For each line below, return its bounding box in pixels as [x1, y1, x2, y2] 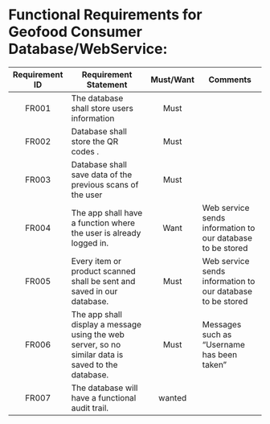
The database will [71, 382, 138, 393]
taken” [202, 359, 227, 370]
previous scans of [71, 179, 139, 190]
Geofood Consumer [8, 23, 143, 41]
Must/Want [150, 74, 195, 85]
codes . [71, 146, 100, 157]
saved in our [71, 286, 118, 297]
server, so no [71, 339, 121, 350]
